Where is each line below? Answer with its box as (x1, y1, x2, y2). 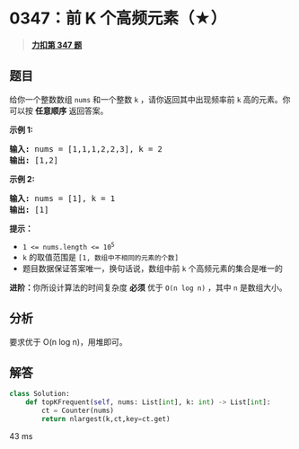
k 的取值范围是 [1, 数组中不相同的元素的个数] (22, 251, 180, 262)
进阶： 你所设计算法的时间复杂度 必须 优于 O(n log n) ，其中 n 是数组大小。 (9, 282, 287, 293)
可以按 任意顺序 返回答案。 (9, 105, 109, 116)
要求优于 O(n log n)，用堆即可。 (9, 336, 128, 347)
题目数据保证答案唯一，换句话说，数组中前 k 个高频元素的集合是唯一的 (22, 262, 283, 274)
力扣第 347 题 (31, 40, 83, 50)
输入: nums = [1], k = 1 (9, 193, 116, 203)
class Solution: (9, 390, 70, 399)
